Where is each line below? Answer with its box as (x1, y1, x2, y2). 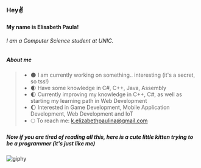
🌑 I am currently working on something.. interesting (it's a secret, (30, 71, 196, 79)
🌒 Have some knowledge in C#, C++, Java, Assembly (30, 85, 166, 92)
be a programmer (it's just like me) (6, 139, 96, 147)
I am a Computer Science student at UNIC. (6, 37, 114, 44)
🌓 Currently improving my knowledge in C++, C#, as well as (30, 91, 183, 98)
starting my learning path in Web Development (30, 97, 147, 105)
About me (6, 56, 32, 63)
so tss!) (30, 78, 49, 85)
